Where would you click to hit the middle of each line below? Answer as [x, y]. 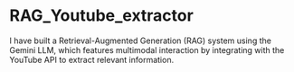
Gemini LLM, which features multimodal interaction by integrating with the [147, 49]
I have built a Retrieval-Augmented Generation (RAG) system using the [140, 40]
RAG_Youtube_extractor [102, 16]
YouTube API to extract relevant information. [92, 59]
